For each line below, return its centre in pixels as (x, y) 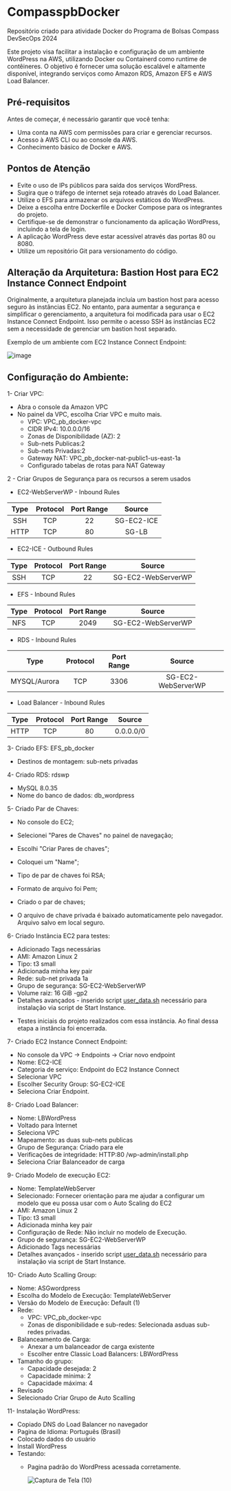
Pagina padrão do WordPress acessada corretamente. (104, 1467)
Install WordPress (42, 1446)
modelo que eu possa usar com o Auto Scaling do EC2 (94, 1203)
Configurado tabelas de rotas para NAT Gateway (96, 465)
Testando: (31, 1454)
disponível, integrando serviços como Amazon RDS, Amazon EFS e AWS (110, 74)
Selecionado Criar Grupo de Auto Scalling (76, 1398)
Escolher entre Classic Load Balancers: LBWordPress (103, 1354)
